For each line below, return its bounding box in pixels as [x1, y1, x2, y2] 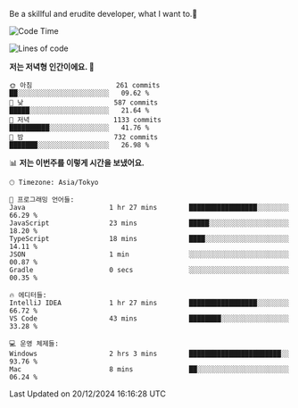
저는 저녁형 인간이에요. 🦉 [9, 62, 95, 71]
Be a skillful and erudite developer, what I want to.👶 [9, 9, 198, 19]
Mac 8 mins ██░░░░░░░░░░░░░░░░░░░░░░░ [9, 365, 290, 374]
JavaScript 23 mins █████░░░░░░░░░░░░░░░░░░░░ [9, 219, 290, 228]
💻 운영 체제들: [9, 339, 60, 348]
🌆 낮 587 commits [9, 98, 159, 107]
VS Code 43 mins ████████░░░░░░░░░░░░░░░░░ [9, 314, 290, 323]
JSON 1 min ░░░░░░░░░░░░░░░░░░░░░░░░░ [9, 250, 290, 259]
